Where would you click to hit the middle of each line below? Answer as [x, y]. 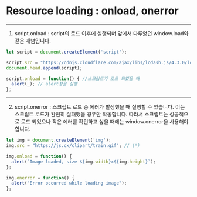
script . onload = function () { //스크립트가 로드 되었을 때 [73, 79]
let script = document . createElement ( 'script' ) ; [67, 52]
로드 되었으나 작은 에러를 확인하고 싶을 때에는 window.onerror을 [94, 122]
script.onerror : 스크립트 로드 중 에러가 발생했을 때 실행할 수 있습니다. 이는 [100, 107]
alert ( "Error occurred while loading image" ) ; [69, 183]
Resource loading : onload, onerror [92, 11]
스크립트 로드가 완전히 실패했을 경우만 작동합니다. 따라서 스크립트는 [91, 114]
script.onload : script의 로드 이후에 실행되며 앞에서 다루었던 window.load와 [101, 33]
